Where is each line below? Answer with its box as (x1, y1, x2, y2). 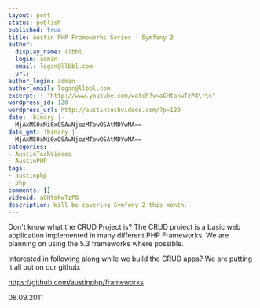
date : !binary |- (8, 114, 65, 121)
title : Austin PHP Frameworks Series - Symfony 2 (8, 33, 174, 42)
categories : (8, 143, 47, 150)
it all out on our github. (8, 263, 81, 272)
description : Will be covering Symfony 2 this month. (8, 201, 189, 208)
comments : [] (8, 186, 51, 194)
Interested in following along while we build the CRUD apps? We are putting (8, 254, 253, 263)
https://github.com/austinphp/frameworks (8, 277, 144, 287)
